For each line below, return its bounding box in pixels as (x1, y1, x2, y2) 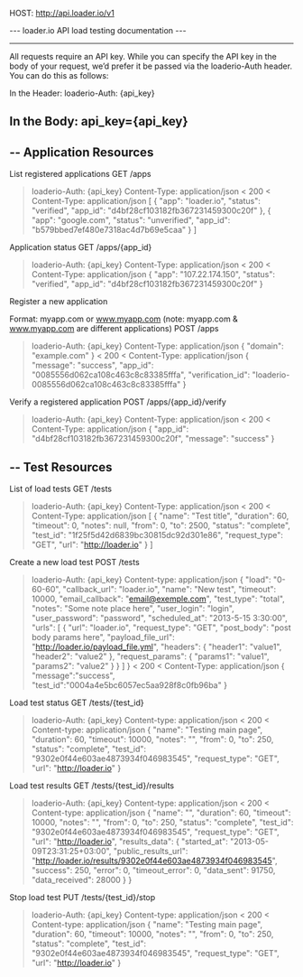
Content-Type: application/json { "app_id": (31, 423, 189, 434)
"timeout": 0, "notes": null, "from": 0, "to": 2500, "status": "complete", (31, 520, 291, 531)
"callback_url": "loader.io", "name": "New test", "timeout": (62, 584, 277, 595)
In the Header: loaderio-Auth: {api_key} (9, 88, 155, 98)
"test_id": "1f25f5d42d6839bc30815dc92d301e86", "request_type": (31, 530, 284, 541)
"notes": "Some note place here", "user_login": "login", (31, 603, 234, 614)
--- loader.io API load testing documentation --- (9, 25, 187, 35)
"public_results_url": (113, 846, 188, 857)
